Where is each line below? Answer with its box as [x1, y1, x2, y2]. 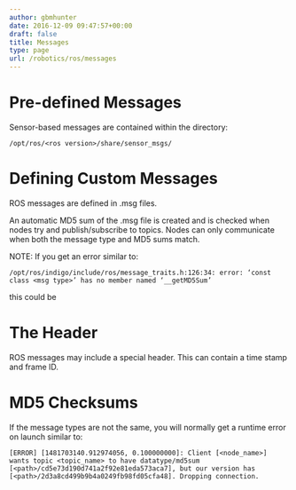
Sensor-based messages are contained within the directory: [9, 122, 229, 132]
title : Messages [9, 37, 69, 47]
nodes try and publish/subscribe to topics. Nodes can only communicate [9, 224, 275, 235]
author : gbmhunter [9, 12, 77, 22]
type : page [9, 46, 50, 55]
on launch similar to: [9, 431, 83, 442]
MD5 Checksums [9, 392, 139, 413]
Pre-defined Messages [9, 92, 182, 113]
